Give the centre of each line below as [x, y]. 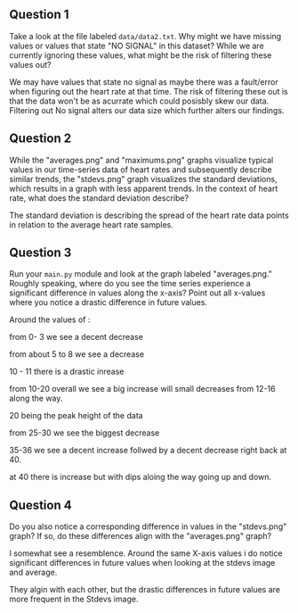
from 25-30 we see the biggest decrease [85, 433]
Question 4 [41, 505]
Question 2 [40, 139]
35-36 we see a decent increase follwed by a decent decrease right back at [148, 451]
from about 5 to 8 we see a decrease [77, 354]
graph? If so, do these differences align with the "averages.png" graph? [141, 536]
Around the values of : [50, 319]
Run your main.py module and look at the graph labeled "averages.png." [141, 274]
